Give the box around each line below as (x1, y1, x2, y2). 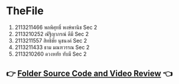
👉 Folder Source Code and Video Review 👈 (6, 69, 173, 79)
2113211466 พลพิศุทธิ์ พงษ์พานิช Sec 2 (14, 24, 97, 31)
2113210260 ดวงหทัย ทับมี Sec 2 (14, 50, 87, 57)
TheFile (6, 4, 44, 18)
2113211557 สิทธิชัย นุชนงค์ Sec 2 (14, 37, 87, 44)
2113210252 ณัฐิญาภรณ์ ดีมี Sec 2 (14, 30, 89, 37)
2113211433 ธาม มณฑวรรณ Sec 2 (14, 43, 90, 51)
